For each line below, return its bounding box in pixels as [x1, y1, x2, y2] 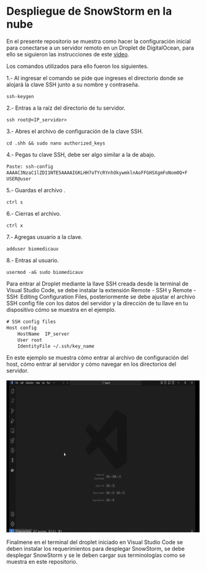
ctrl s [6, 199, 23, 205]
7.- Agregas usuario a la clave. [6, 233, 83, 240]
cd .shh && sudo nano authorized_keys [6, 140, 105, 146]
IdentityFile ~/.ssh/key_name [17, 343, 95, 349]
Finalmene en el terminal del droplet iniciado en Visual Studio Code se [6, 538, 183, 546]
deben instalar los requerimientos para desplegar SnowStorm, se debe [6, 545, 185, 552]
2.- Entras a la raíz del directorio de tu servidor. [6, 104, 126, 112]
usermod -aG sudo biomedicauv [6, 269, 84, 275]
